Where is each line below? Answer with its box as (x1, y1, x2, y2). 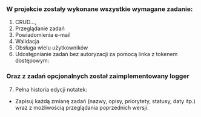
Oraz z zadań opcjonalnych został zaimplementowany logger (6, 72, 189, 80)
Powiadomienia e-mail (15, 31, 71, 39)
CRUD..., (15, 19, 37, 26)
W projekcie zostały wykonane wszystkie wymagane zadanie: (6, 5, 193, 13)
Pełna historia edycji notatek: (15, 86, 88, 93)
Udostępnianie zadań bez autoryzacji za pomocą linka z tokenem (15, 51, 178, 58)
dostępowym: (15, 57, 50, 65)
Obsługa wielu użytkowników (15, 44, 88, 51)
